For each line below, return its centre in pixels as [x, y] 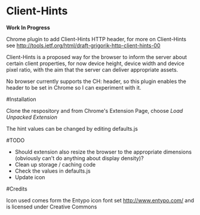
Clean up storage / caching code [55, 164]
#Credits [17, 189]
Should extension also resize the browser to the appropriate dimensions [103, 152]
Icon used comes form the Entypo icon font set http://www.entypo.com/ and [100, 200]
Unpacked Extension [32, 117]
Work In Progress [28, 27]
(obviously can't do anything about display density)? [79, 158]
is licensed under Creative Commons [52, 207]
